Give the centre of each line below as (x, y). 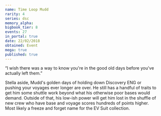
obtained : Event (21, 45)
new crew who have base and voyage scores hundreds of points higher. (77, 103)
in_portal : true (21, 37)
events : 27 (16, 32)
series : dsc (17, 18)
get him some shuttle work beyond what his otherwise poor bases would (78, 93)
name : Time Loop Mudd (27, 9)
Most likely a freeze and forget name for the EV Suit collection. (67, 108)
